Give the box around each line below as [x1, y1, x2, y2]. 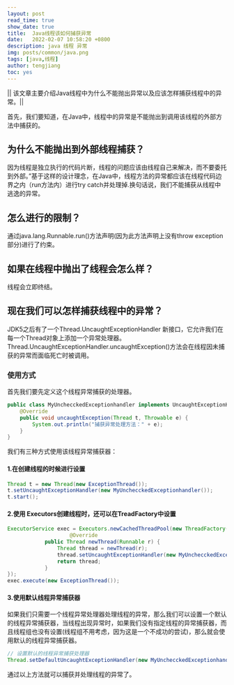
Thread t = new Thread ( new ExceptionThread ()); [7, 480, 148, 487]
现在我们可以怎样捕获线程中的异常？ [7, 305, 163, 317]
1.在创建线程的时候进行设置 [7, 464, 86, 473]
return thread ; [56, 558, 101, 565]
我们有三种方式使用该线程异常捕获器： [7, 448, 117, 456]
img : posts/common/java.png [7, 50, 89, 57]
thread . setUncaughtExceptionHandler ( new [56, 551, 176, 559]
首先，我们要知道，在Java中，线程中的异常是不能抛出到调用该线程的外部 [7, 112, 217, 121]
